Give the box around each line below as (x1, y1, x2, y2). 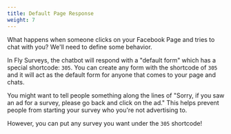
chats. (7, 78, 26, 86)
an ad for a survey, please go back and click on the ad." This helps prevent (7, 98, 219, 107)
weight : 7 (7, 16, 36, 23)
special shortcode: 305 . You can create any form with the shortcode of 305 (7, 63, 218, 71)
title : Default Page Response (7, 10, 94, 17)
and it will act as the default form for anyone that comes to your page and (7, 70, 216, 79)
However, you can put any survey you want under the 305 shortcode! (7, 119, 203, 127)
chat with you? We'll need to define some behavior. (7, 43, 153, 51)
